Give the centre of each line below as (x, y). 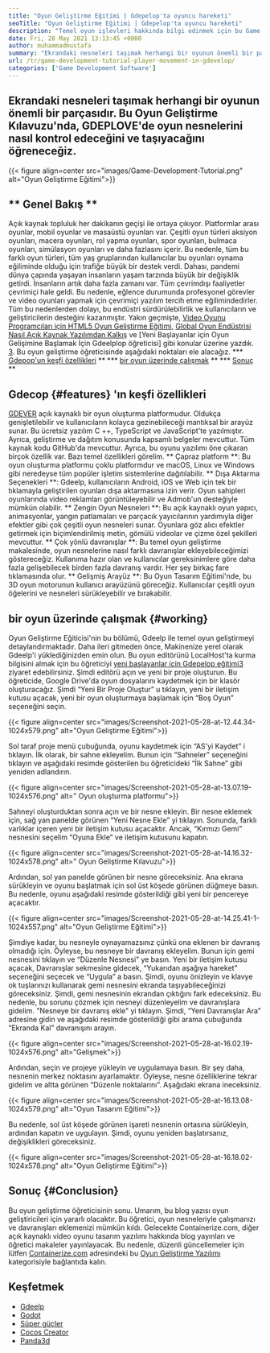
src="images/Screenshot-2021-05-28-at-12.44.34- (170, 722)
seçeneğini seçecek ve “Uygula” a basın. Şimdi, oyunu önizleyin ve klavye (131, 976)
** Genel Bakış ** (53, 204)
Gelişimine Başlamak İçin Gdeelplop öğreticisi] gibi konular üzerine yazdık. (131, 344)
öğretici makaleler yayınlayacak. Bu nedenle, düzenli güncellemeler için (127, 1244)
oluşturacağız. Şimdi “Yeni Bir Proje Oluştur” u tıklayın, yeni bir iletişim (124, 689)
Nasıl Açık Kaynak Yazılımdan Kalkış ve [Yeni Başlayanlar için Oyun (119, 335)
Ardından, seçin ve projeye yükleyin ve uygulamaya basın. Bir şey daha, (127, 1068)
